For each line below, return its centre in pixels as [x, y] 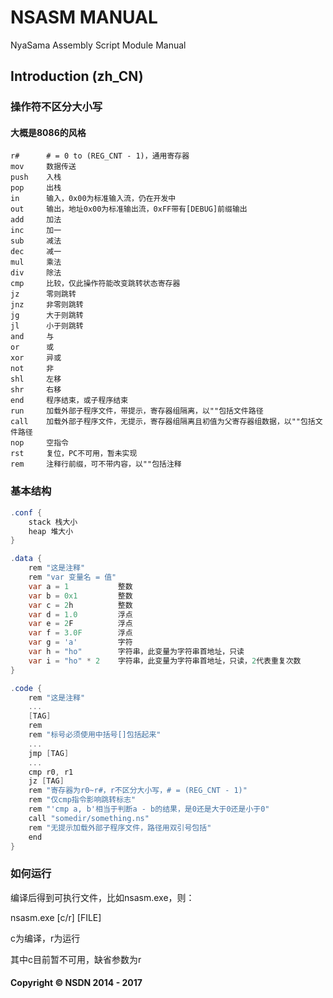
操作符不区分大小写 [56, 107]
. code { [26, 688]
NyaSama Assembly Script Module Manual [98, 45]
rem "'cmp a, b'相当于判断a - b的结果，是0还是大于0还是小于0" [149, 809]
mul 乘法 [36, 262]
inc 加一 [36, 231]
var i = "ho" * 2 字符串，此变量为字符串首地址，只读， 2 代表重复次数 [165, 661]
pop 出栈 [36, 188]
